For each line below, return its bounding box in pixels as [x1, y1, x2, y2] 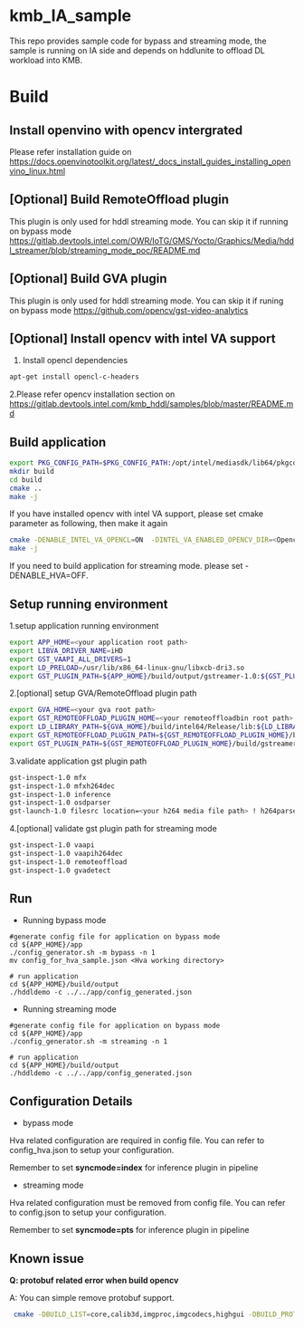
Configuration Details [9, 1093, 133, 1109]
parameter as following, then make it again [9, 518, 168, 529]
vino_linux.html [9, 165, 66, 177]
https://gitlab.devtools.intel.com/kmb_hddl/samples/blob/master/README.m [9, 399, 294, 409]
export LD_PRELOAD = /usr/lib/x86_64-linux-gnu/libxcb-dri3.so [9, 663, 245, 672]
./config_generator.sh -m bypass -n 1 [9, 948, 156, 958]
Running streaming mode [22, 1004, 117, 1015]
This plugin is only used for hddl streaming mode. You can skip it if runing [9, 295, 284, 306]
